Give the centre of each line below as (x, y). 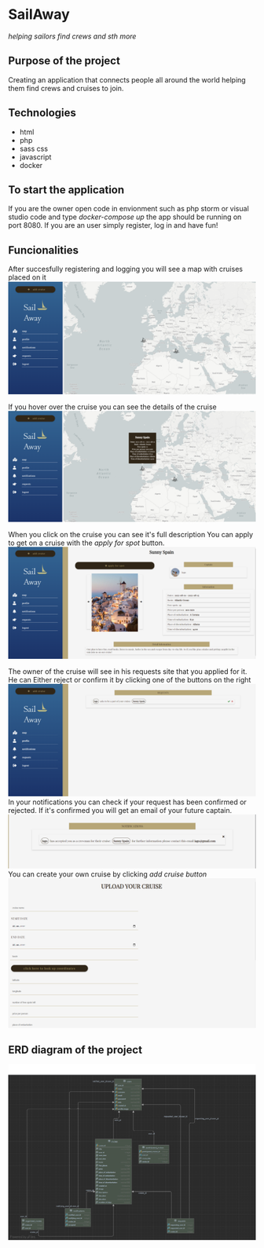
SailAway (39, 15)
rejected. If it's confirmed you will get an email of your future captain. (120, 811)
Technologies (42, 113)
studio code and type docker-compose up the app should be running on (125, 217)
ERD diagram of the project (75, 1050)
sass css (34, 148)
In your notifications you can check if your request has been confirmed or (128, 802)
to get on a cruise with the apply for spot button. (86, 543)
